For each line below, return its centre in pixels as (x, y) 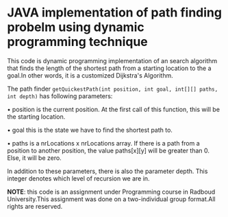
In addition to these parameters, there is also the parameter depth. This (107, 171)
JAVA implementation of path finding (115, 13)
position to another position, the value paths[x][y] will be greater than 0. (109, 150)
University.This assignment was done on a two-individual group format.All (111, 199)
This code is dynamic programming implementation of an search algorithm (112, 60)
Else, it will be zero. (34, 158)
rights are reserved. (35, 206)
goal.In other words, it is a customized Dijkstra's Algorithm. (90, 75)
